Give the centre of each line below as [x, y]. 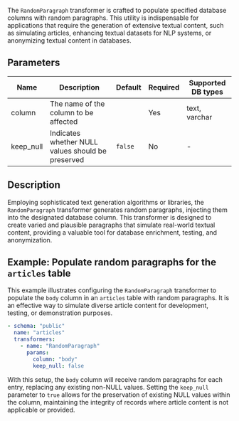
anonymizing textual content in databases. [69, 41]
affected [64, 122]
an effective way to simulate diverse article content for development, [108, 306]
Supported [207, 82]
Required [164, 87]
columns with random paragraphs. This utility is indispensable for [103, 18]
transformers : [34, 340]
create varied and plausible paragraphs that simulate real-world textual [111, 225]
